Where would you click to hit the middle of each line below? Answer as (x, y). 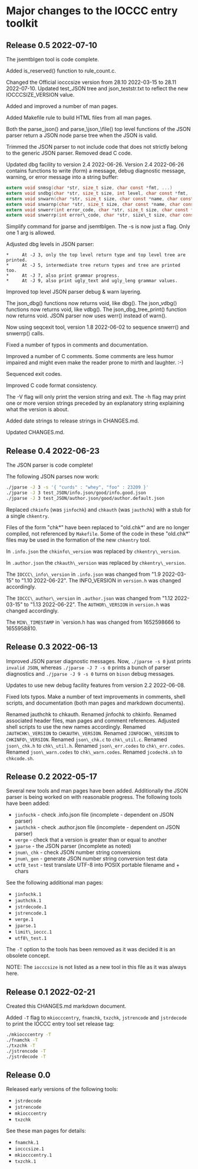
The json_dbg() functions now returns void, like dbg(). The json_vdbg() (92, 303)
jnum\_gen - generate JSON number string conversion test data (91, 859)
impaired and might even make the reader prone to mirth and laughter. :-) (95, 363)
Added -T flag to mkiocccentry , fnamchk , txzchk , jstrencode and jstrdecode (97, 1018)
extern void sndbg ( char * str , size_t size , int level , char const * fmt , (97, 193)
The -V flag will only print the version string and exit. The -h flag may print (96, 397)
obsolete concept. (28, 956)
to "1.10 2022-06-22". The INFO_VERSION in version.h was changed (98, 580)
